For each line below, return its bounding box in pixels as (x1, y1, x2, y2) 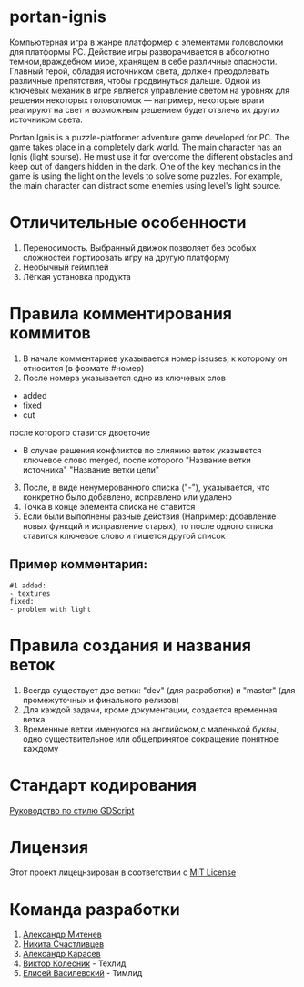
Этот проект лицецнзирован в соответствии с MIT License (9, 867, 237, 878)
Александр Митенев (22, 929, 102, 940)
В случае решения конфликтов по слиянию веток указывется (22, 444, 262, 455)
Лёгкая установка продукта (22, 271, 132, 282)
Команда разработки (9, 899, 180, 919)
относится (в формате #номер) (22, 362, 145, 373)
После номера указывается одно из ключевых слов (22, 372, 226, 383)
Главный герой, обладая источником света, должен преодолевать (9, 66, 269, 77)
